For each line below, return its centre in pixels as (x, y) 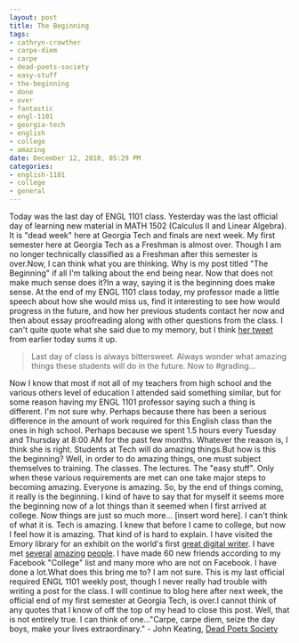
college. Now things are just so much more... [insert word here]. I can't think (149, 515)
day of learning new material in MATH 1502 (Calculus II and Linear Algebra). (148, 226)
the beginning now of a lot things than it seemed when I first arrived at (138, 506)
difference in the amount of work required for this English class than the (141, 421)
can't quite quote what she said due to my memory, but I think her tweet (141, 330)
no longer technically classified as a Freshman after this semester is (133, 254)
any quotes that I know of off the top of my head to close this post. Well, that (149, 610)
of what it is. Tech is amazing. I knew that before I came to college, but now (148, 525)
